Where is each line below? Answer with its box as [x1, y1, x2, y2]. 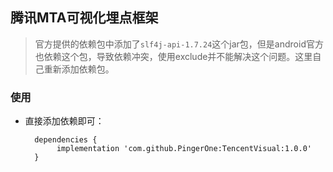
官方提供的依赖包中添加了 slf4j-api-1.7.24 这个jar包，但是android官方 [34, 38, 324, 50]
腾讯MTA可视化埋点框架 [10, 9, 159, 27]
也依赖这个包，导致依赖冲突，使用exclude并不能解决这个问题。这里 [34, 50, 313, 62]
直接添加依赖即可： [24, 115, 105, 127]
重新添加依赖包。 [43, 63, 115, 75]
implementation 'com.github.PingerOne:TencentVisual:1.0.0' [56, 144, 312, 154]
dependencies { [34, 135, 98, 145]
